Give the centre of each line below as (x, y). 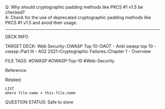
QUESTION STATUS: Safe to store (39, 102)
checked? (15, 12)
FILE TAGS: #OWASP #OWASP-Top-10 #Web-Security (60, 61)
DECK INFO (17, 37)
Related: (14, 80)
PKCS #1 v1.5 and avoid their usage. (41, 22)
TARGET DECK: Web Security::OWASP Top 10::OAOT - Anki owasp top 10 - (81, 46)
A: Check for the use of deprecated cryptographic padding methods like (78, 17)
